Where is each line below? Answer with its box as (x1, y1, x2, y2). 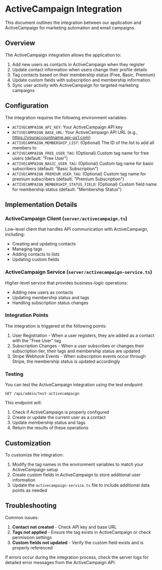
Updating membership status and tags (12, 294, 89, 300)
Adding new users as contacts (12, 289, 73, 295)
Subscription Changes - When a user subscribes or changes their (12, 343, 144, 349)
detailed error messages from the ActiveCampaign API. (5, 559, 116, 565)
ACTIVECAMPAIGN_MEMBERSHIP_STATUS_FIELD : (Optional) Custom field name (12, 181, 157, 187)
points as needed (12, 487, 47, 493)
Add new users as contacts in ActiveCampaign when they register (12, 61, 145, 67)
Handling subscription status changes (12, 300, 89, 306)
